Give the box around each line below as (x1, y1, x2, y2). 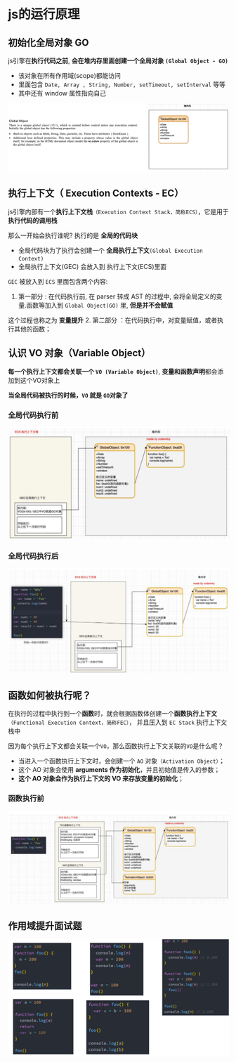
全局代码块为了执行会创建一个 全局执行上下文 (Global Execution (18, 246, 203, 254)
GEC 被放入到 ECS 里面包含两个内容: (8, 277, 108, 285)
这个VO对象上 (20, 376, 60, 384)
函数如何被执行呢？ (8, 689, 91, 701)
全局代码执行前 (8, 410, 59, 420)
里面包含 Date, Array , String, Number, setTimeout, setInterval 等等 (18, 80, 226, 88)
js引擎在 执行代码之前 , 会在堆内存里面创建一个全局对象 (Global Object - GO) (8, 57, 229, 65)
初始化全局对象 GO (8, 37, 89, 48)
